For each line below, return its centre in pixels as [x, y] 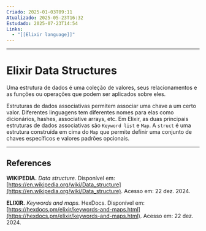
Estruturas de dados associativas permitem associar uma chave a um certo [101, 106]
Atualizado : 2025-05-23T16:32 [45, 18]
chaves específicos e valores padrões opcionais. [68, 139]
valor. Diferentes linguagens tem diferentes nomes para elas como [90, 112]
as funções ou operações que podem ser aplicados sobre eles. [86, 94]
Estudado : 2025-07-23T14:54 [42, 23]
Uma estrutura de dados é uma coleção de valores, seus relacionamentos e [102, 88]
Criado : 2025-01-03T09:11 [39, 12]
